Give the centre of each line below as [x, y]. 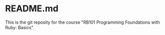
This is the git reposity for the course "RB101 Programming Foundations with [82, 22]
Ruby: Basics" [19, 27]
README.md [32, 9]
